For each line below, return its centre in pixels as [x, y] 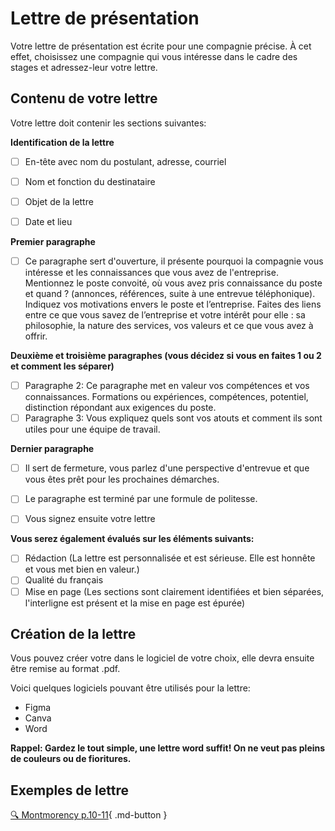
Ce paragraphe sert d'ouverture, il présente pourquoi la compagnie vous [174, 261]
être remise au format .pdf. [65, 669]
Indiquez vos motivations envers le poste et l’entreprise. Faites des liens [173, 304]
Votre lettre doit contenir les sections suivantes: [108, 123]
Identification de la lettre [62, 142]
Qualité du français [64, 580]
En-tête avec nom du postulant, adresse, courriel [125, 161]
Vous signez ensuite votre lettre [90, 519]
